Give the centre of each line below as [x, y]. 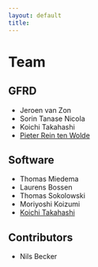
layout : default [35, 15]
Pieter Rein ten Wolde [55, 135]
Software [31, 160]
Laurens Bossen [46, 187]
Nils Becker [38, 257]
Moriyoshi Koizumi [50, 204]
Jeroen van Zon [45, 110]
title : [19, 23]
